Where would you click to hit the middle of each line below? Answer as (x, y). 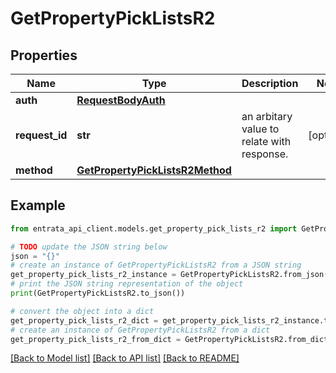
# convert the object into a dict (82, 311)
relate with (266, 141)
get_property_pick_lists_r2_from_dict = (96, 339)
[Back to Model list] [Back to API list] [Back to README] (125, 358)
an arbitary (267, 116)
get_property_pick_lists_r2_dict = (84, 320)
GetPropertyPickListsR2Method (154, 170)
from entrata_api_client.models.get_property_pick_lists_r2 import (154, 228)
